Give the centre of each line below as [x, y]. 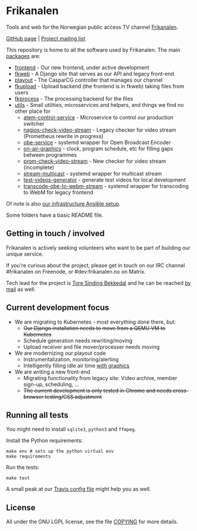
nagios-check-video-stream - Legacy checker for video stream [100, 130]
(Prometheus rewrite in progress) [63, 136]
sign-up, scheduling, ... [51, 384]
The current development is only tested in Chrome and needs [97, 390]
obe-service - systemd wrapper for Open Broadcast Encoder [97, 142]
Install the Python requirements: [45, 441]
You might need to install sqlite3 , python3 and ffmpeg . [71, 429]
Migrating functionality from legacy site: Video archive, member [100, 378]
